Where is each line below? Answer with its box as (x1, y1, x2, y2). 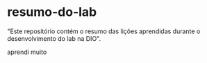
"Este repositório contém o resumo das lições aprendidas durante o (7, 27, 201, 35)
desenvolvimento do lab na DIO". (7, 34, 101, 42)
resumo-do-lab (7, 4, 97, 20)
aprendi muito (7, 48, 47, 56)
